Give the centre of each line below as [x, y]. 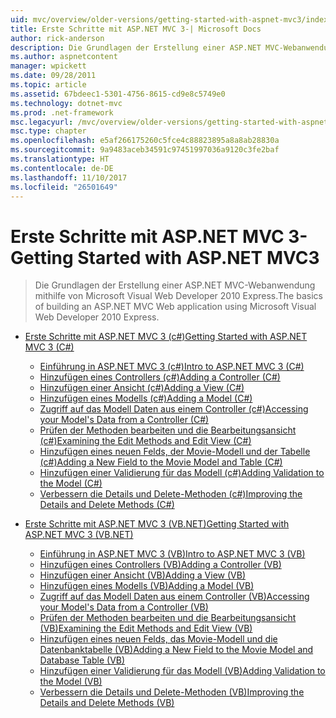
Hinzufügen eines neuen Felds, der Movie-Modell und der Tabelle [175, 452]
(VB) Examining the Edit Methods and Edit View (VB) [146, 628]
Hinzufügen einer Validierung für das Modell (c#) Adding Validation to [182, 473]
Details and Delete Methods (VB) [107, 703]
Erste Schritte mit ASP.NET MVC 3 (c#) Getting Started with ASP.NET [166, 337]
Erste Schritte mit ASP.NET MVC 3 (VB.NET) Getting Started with [157, 524]
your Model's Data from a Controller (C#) [124, 420]
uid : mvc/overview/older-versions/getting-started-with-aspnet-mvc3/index [169, 19]
